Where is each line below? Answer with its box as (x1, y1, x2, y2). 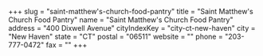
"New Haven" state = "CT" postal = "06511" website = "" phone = (8, 32, 223, 41)
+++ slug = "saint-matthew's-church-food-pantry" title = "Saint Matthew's (8, 7, 253, 16)
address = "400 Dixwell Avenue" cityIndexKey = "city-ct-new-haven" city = (8, 24, 256, 32)
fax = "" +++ (45, 40, 88, 50)
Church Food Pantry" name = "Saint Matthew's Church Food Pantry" (8, 15, 234, 24)
